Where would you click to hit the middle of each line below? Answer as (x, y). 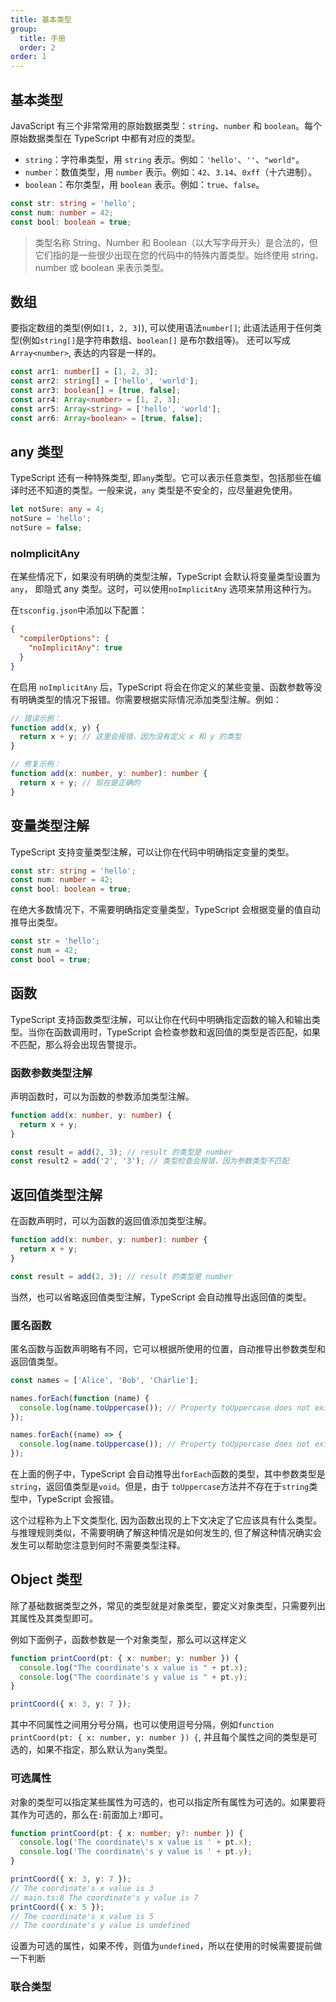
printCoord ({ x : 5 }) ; (57, 1907)
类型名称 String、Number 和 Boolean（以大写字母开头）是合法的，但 (176, 242)
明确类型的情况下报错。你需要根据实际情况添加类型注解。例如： (150, 699)
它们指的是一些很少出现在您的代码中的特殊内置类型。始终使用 (162, 255)
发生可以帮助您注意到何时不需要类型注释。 (98, 1545)
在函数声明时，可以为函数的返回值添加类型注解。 (111, 1221)
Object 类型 (46, 1579)
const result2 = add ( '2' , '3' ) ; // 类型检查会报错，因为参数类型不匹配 (150, 1161)
